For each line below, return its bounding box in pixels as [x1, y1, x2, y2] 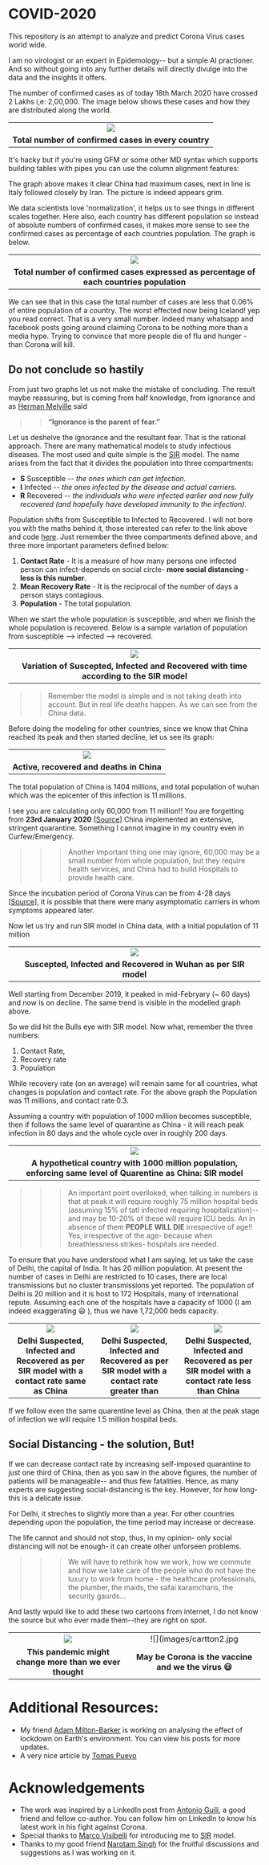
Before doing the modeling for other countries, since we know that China [8, 724, 248, 733]
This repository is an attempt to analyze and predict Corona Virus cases [8, 31, 245, 41]
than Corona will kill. [8, 339, 75, 349]
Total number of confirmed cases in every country [12, 134, 210, 145]
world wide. [8, 39, 47, 49]
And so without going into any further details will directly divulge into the [8, 63, 248, 73]
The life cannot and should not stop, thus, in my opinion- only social [8, 1532, 232, 1542]
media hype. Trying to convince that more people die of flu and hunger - [8, 331, 247, 341]
